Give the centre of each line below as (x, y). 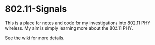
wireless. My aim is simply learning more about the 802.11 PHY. (69, 28)
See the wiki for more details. (35, 38)
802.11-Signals (36, 9)
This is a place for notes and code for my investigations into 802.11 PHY (78, 23)
